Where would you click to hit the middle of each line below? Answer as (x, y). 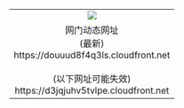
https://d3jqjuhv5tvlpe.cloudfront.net (92, 90)
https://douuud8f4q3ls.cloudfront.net (92, 55)
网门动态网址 (92, 30)
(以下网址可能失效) (92, 79)
